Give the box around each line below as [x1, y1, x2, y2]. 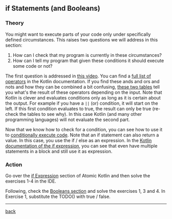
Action [5, 161, 23, 168]
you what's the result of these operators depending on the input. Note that [5, 89, 162, 95]
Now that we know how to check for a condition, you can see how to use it [5, 126, 163, 132]
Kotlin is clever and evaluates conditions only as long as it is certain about [5, 94, 161, 101]
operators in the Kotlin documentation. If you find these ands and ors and [5, 78, 160, 84]
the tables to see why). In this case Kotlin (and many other [19, 111, 142, 117]
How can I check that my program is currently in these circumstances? [12, 52, 162, 58]
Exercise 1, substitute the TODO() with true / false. [5, 193, 111, 200]
